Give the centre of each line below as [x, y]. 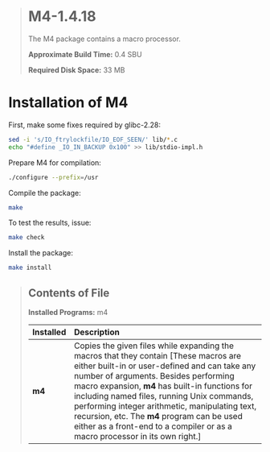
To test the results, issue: [50, 223]
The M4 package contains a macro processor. [104, 39]
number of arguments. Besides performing [154, 375]
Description [97, 332]
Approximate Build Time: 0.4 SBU [85, 54]
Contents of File [69, 293]
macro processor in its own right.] [137, 436]
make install [30, 268]
